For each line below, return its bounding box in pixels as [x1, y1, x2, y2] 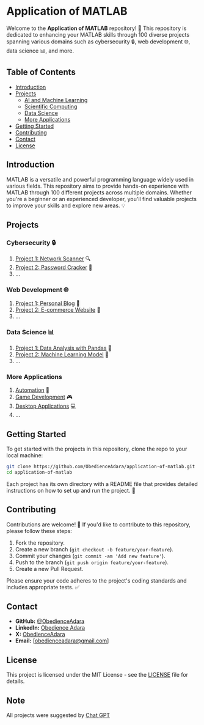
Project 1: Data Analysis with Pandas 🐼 [15, 344, 112, 351]
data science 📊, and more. [6, 47, 75, 54]
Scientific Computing [24, 103, 78, 110]
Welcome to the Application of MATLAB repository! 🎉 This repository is [6, 24, 187, 32]
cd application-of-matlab [6, 469, 72, 475]
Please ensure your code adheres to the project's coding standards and [6, 576, 187, 584]
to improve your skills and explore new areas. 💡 [6, 202, 126, 209]
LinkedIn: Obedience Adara [15, 624, 86, 631]
